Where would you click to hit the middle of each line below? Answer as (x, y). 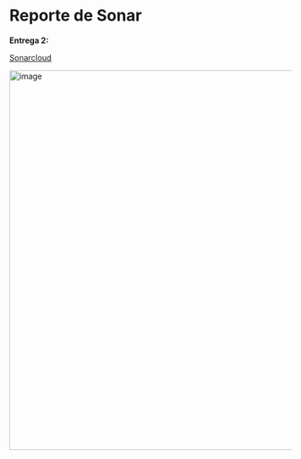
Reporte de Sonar (76, 16)
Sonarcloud (30, 57)
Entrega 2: (29, 40)
